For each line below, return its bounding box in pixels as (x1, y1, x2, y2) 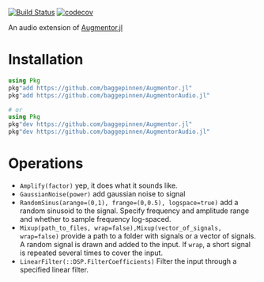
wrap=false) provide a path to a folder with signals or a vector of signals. (19, 231, 257, 241)
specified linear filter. (19, 265, 89, 274)
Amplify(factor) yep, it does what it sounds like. (19, 181, 178, 190)
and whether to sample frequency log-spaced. (19, 215, 172, 223)
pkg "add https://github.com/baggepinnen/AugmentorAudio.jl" (8, 91, 211, 99)
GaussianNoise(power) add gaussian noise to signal (19, 189, 186, 198)
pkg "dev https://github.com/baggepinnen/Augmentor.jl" (8, 120, 193, 128)
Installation (8, 51, 84, 69)
